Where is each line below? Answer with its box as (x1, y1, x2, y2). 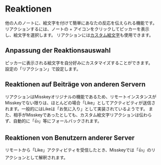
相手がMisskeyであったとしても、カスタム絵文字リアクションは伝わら (13, 112, 152, 118)
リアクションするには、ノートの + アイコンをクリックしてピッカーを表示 (5, 26, 150, 32)
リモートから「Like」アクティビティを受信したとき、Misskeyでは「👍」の (5, 147, 151, 153)
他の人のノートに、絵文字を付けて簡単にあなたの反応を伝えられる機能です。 (5, 20, 157, 26)
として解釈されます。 (26, 155, 68, 161)
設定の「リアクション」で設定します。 (5, 66, 81, 72)
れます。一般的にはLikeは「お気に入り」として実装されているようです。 (5, 105, 148, 112)
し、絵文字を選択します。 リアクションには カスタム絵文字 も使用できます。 (5, 32, 154, 38)
